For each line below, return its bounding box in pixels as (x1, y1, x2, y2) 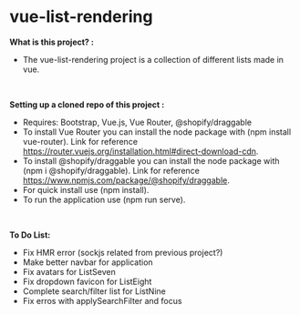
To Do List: (9, 229, 51, 240)
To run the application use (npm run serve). (22, 194, 186, 205)
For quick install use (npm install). (22, 184, 150, 195)
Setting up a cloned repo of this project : (9, 98, 165, 110)
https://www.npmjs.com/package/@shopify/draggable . (22, 175, 230, 186)
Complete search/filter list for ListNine (22, 285, 166, 297)
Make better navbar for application (22, 257, 153, 268)
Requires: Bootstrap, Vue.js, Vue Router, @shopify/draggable (22, 117, 253, 127)
